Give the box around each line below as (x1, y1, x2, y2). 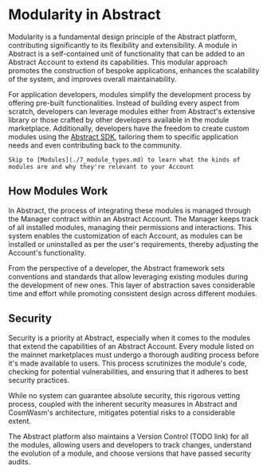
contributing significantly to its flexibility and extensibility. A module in (8, 40, 238, 49)
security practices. (8, 375, 70, 385)
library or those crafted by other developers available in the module (8, 115, 230, 124)
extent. (8, 416, 32, 425)
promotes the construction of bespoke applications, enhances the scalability (8, 65, 260, 75)
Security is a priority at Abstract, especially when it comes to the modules (8, 333, 251, 342)
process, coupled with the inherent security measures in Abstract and (8, 399, 238, 408)
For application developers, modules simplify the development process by (8, 89, 251, 99)
